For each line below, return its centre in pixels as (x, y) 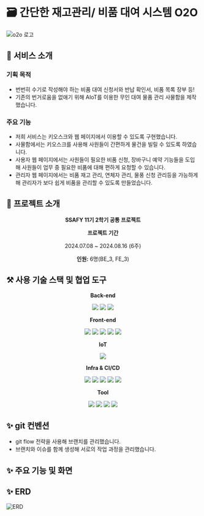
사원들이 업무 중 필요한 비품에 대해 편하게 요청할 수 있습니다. (93, 167)
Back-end (103, 295)
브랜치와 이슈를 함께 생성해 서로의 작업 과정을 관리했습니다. (85, 449)
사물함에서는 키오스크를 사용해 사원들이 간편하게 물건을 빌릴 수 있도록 (98, 144)
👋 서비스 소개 (30, 56)
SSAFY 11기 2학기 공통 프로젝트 (103, 220)
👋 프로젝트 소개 (33, 204)
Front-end (103, 320)
